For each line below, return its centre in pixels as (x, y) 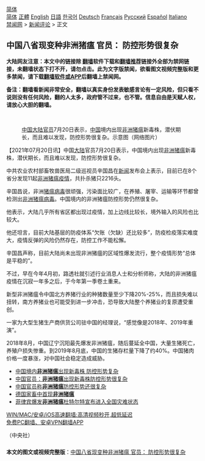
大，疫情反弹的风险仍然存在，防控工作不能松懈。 (68, 240)
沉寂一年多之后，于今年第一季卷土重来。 (73, 281)
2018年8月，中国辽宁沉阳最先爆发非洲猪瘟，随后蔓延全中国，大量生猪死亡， (102, 343)
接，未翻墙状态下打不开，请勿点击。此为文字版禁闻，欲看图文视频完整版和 (100, 69)
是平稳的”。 (21, 260)
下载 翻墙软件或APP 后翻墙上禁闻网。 (78, 76)
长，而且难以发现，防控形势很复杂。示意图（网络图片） (91, 137)
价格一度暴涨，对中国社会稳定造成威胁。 (57, 358)
